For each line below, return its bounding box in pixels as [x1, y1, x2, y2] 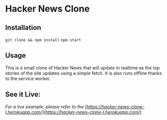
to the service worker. [5, 75, 51, 82]
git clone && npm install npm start [5, 37, 82, 43]
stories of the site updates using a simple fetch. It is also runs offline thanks [5, 70, 162, 76]
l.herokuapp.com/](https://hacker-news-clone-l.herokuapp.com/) [5, 109, 142, 115]
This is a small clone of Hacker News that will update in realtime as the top [5, 64, 160, 71]
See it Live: [5, 90, 41, 99]
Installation [5, 23, 41, 32]
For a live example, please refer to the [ [5, 103, 87, 109]
